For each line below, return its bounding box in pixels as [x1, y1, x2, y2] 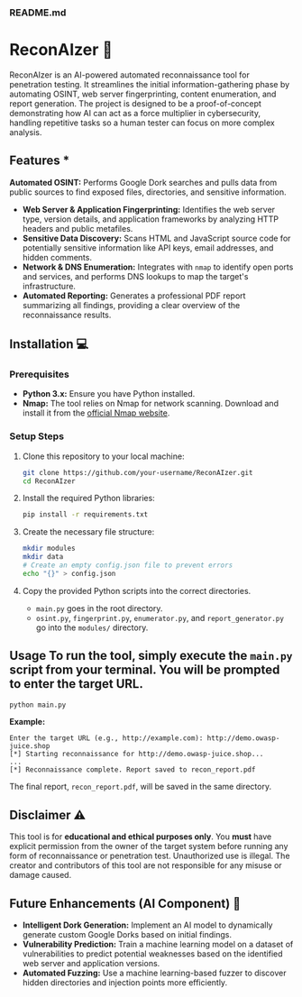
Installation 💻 [9, 336, 89, 352]
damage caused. [9, 870, 72, 881]
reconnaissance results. [22, 309, 112, 320]
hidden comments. [22, 252, 93, 262]
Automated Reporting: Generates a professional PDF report [22, 290, 246, 301]
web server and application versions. [22, 958, 160, 969]
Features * [9, 153, 70, 169]
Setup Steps [9, 430, 65, 443]
